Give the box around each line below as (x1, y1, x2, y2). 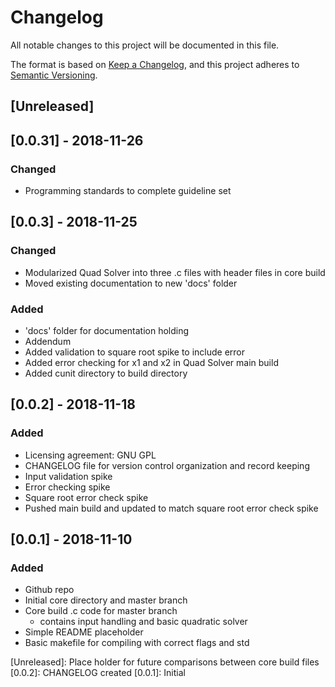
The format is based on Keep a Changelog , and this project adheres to (10, 58, 300, 70)
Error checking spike (24, 481, 111, 493)
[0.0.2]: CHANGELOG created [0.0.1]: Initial (10, 667, 186, 679)
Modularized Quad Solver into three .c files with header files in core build (24, 266, 326, 278)
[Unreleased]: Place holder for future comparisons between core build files (10, 656, 320, 668)
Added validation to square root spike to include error (24, 346, 246, 358)
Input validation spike (24, 470, 113, 482)
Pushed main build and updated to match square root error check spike (24, 502, 319, 514)
